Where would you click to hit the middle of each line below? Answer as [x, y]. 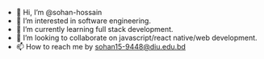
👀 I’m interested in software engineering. [84, 21]
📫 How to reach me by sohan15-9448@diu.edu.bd [101, 47]
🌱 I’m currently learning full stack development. [94, 29]
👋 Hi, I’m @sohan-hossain [59, 12]
